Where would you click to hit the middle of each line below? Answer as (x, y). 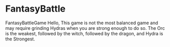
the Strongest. (20, 39)
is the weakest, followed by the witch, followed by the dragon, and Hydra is (84, 33)
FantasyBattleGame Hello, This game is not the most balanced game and (82, 23)
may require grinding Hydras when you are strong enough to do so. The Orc (85, 28)
